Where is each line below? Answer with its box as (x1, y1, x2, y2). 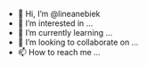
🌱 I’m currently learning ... (17, 28, 113, 37)
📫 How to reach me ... (17, 47, 101, 57)
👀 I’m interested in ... (17, 18, 94, 29)
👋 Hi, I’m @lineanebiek (17, 9, 101, 19)
